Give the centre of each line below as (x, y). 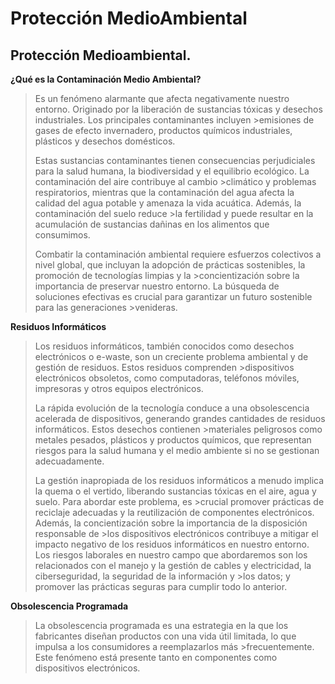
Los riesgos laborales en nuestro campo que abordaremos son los (171, 555)
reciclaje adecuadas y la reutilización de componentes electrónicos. (174, 512)
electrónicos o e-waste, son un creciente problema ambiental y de (171, 356)
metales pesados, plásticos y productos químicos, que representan (173, 440)
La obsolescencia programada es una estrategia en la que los (161, 625)
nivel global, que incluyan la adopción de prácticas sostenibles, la (170, 265)
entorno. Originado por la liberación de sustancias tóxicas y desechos (178, 109)
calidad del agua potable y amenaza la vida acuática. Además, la (168, 203)
